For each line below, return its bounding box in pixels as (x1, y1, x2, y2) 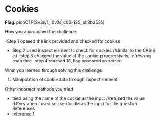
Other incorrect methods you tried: (5, 86, 74, 91)
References (12, 106, 35, 111)
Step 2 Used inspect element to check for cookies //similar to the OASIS (12, 47, 156, 53)
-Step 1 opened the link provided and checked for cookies (5, 38, 121, 44)
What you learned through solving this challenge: (5, 67, 103, 73)
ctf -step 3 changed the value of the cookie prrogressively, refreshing (12, 52, 151, 59)
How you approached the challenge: (5, 29, 77, 34)
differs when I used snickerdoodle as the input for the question (12, 100, 137, 106)
